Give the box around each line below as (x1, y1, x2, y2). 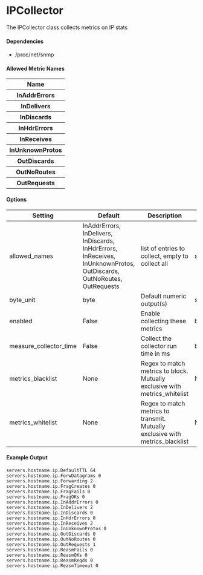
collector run (141, 341, 177, 350)
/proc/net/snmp (14, 51, 54, 58)
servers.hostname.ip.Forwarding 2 (6, 478, 94, 484)
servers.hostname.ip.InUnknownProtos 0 (6, 525, 107, 531)
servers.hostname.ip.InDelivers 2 (6, 504, 94, 510)
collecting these (141, 317, 186, 325)
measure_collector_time (9, 341, 77, 350)
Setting (32, 211, 54, 220)
